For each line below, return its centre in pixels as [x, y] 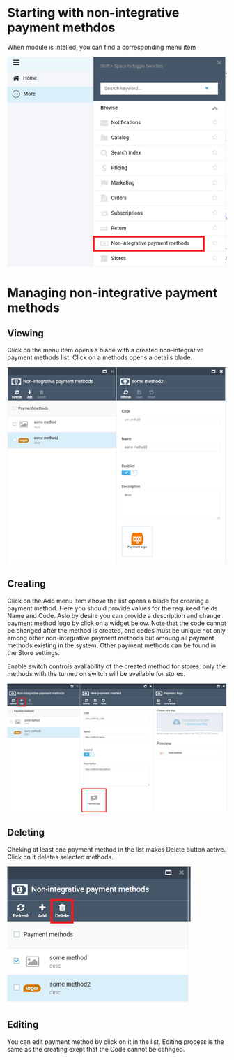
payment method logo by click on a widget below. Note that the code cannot [117, 623]
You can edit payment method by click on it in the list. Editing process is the [116, 1041]
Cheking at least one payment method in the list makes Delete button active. [117, 849]
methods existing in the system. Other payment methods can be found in [112, 645]
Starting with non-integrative [93, 13]
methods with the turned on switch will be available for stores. [96, 673]
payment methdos [61, 28]
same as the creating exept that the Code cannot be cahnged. [96, 1049]
